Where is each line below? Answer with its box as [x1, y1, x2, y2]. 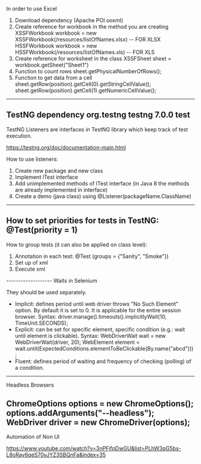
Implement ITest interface [14, 173, 78, 181]
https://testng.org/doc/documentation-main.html [6, 143, 126, 151]
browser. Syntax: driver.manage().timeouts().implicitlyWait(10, [14, 313, 167, 320]
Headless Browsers [6, 381, 54, 388]
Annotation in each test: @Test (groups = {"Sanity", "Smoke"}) [14, 252, 169, 260]
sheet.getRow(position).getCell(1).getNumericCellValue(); [14, 87, 157, 94]
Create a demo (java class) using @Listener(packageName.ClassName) [14, 192, 191, 200]
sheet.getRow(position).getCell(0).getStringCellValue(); [14, 80, 151, 88]
